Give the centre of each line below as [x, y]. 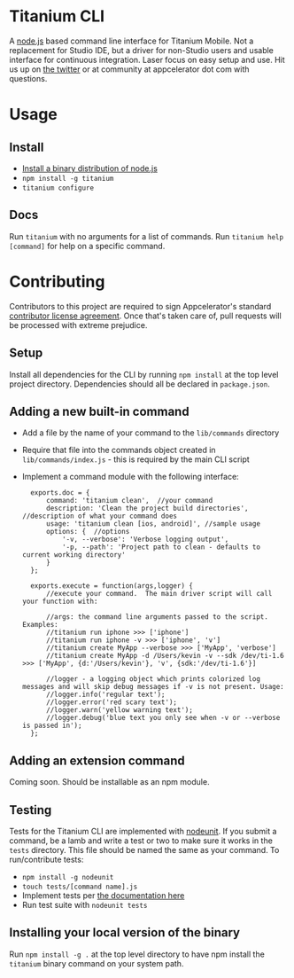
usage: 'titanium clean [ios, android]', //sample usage [153, 524]
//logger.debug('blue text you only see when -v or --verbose [163, 718]
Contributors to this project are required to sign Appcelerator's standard [140, 306]
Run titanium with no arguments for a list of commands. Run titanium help [147, 236]
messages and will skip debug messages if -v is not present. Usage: [153, 687]
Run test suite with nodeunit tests [85, 904]
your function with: [60, 602]
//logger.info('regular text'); [105, 695]
